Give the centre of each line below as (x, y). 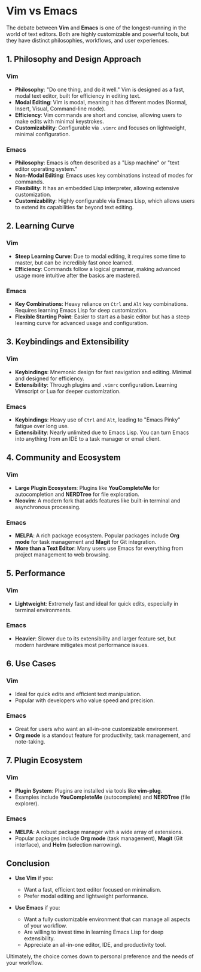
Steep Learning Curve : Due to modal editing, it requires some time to (100, 256)
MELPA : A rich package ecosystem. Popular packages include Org (97, 535)
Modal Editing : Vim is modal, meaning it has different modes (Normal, (101, 102)
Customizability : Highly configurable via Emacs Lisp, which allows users (105, 201)
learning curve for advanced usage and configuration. (81, 323)
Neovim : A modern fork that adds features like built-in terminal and (98, 500)
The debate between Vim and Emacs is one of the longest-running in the (96, 28)
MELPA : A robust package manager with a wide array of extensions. (99, 832)
